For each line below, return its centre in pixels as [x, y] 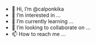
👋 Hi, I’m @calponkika [38, 9]
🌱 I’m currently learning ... [42, 21]
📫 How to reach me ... [38, 34]
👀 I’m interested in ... [36, 15]
